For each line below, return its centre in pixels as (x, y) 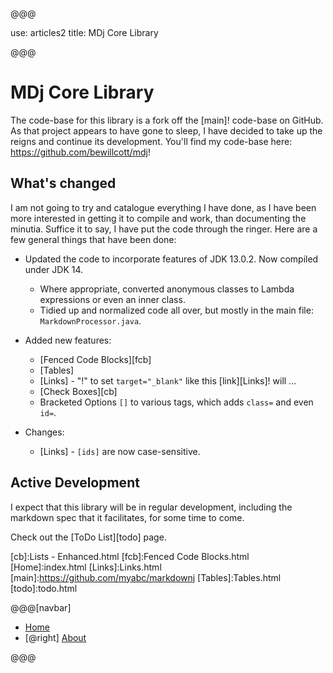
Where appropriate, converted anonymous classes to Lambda (167, 289)
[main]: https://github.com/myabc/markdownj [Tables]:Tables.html (146, 577)
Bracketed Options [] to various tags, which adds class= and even (176, 402)
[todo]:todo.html (44, 588)
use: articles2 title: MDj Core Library (84, 32)
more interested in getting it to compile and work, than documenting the (158, 218)
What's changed (63, 183)
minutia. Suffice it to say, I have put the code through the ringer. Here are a (164, 229)
